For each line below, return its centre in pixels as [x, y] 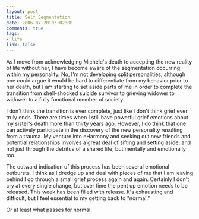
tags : [13, 34]
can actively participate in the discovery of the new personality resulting [94, 130]
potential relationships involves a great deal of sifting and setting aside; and [99, 142]
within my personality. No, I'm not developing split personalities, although [96, 74]
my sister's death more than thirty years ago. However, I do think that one [96, 123]
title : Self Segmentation [38, 17]
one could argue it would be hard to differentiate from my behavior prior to [97, 80]
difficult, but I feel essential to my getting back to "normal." [78, 198]
